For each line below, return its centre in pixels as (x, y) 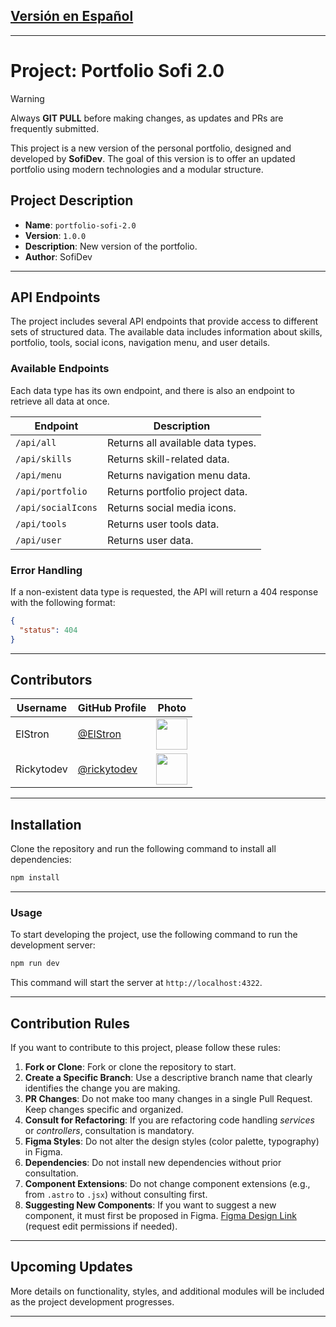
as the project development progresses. (92, 1301)
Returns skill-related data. (168, 459)
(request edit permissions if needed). (101, 1226)
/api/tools (41, 523)
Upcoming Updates (71, 1267)
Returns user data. (150, 540)
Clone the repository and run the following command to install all (143, 849)
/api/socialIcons (56, 507)
